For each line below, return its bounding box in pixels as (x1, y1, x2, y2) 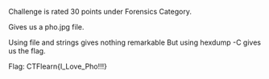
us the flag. (8, 46, 46, 55)
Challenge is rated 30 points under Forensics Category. (8, 7, 192, 16)
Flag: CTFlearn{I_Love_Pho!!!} (8, 61, 107, 71)
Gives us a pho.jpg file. (8, 22, 85, 31)
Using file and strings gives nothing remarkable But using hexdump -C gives (8, 38, 262, 47)
